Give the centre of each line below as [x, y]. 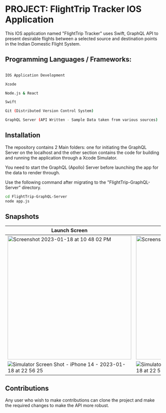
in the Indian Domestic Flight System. [43, 44]
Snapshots [22, 216]
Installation [23, 135]
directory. [32, 187]
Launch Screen [69, 230]
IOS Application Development [35, 75]
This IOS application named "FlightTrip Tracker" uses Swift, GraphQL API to [82, 33]
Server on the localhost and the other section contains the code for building [82, 153]
